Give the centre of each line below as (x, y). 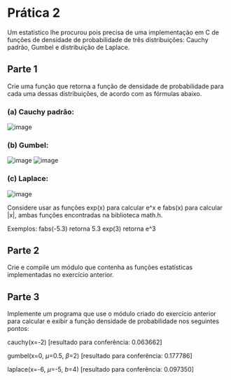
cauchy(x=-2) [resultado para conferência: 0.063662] (85, 342)
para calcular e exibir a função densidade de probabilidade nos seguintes (113, 321)
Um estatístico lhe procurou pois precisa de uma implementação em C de (113, 32)
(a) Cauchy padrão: (41, 111)
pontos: (18, 329)
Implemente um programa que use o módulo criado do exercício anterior (112, 314)
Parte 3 (23, 297)
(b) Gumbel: (28, 145)
